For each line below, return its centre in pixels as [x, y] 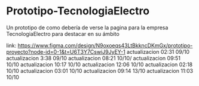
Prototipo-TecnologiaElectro [78, 11]
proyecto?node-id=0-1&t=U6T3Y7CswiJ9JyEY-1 [66, 51]
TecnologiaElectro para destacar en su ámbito [63, 33]
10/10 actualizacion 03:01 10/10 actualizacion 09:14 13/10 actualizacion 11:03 [99, 70]
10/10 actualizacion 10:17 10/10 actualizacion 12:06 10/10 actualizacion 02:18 [99, 64]
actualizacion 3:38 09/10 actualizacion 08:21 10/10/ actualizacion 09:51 [94, 58]
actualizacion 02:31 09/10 [158, 51]
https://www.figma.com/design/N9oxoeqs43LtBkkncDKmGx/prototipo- [105, 45]
